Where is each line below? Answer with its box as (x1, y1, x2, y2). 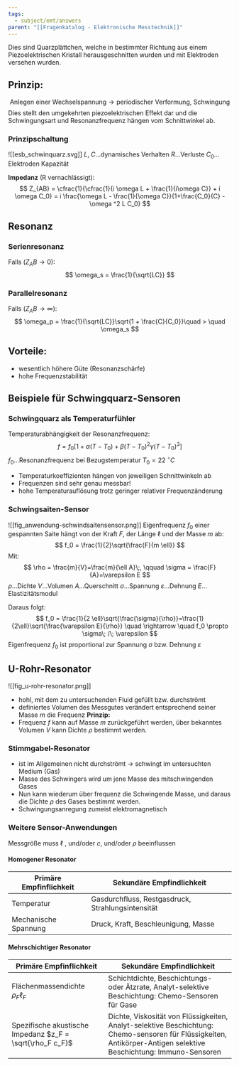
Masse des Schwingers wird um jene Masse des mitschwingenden (18, 774, 213, 783)
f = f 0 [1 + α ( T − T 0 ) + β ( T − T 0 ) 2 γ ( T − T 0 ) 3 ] (57, 441, 183, 452)
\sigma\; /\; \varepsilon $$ (82, 629, 158, 638)
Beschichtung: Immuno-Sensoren (108, 1047, 222, 1057)
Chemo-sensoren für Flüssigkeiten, (108, 1029, 228, 1039)
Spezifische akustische (11, 1020, 89, 1030)
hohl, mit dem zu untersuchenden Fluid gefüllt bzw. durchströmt (18, 695, 206, 704)
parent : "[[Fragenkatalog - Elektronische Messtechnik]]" (8, 23, 183, 31)
